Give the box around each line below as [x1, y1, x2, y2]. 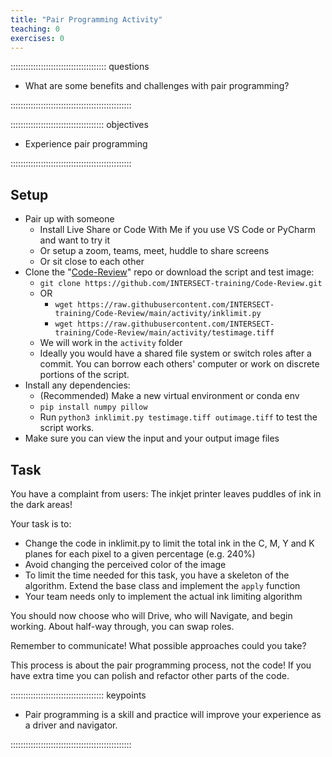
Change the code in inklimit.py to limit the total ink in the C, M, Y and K [24, 537, 315, 549]
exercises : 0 [10, 33, 65, 43]
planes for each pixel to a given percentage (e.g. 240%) [24, 548, 256, 560]
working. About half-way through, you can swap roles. [10, 621, 235, 632]
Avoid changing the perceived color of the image [24, 559, 227, 570]
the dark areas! [10, 499, 73, 510]
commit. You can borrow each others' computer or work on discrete [39, 358, 320, 370]
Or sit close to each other [39, 256, 145, 268]
